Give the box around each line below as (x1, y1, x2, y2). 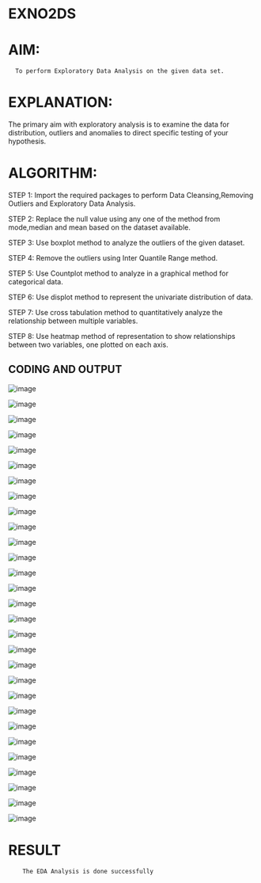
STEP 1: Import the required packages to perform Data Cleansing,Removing (8, 191, 254, 200)
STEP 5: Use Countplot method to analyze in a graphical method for (8, 268, 229, 278)
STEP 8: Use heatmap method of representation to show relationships (8, 332, 236, 341)
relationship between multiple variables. (8, 316, 138, 325)
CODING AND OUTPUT (8, 363, 123, 376)
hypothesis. (8, 136, 47, 147)
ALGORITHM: (8, 164, 97, 182)
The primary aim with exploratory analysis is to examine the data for (8, 120, 229, 129)
